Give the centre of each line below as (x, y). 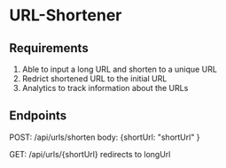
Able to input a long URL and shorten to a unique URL (119, 69)
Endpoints (38, 116)
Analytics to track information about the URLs (105, 88)
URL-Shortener (66, 15)
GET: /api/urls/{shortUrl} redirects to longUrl (90, 154)
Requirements (49, 48)
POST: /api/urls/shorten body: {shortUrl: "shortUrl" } (105, 137)
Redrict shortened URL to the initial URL (94, 79)
